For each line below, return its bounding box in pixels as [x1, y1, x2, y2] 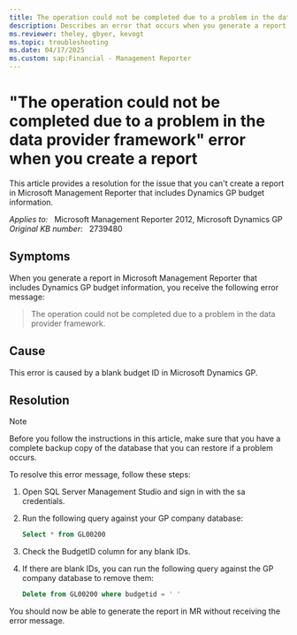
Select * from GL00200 [21, 530, 106, 539]
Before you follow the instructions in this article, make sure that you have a [9, 433, 281, 444]
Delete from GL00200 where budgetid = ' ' [21, 590, 181, 599]
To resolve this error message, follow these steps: [9, 469, 192, 480]
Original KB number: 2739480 [9, 223, 123, 234]
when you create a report [9, 149, 198, 169]
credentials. [21, 496, 65, 507]
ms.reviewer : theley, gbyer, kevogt [9, 29, 144, 38]
